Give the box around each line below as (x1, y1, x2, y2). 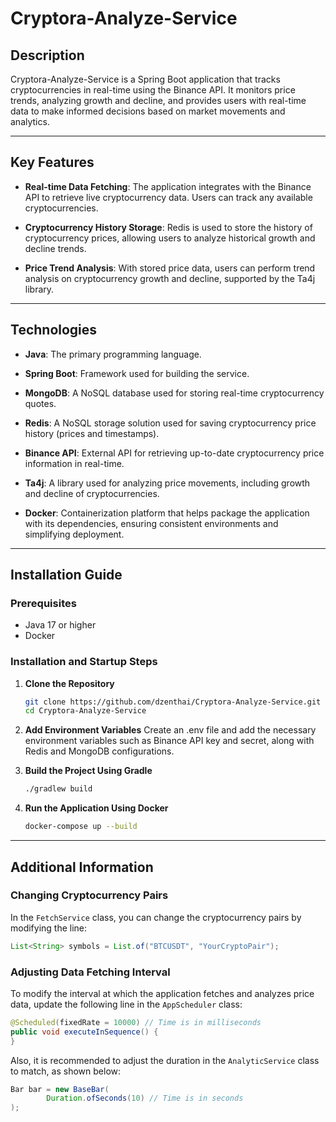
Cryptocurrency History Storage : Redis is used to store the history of (24, 221, 313, 233)
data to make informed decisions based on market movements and (10, 105, 286, 117)
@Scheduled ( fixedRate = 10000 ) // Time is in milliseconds (10, 1017, 262, 1027)
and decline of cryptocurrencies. (24, 487, 160, 499)
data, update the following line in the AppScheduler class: (10, 998, 243, 1010)
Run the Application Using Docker (24, 802, 169, 814)
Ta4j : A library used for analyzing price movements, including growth (24, 477, 311, 489)
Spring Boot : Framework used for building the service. (24, 367, 250, 379)
